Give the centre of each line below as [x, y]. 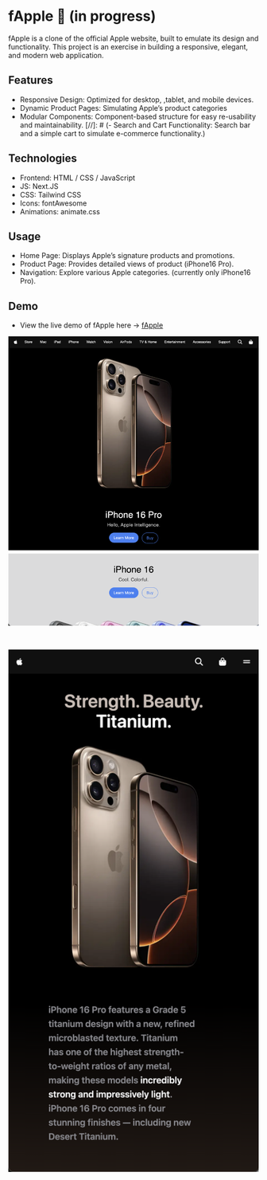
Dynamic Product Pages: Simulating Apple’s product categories [124, 108]
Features [31, 80]
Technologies [43, 159]
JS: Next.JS [39, 186]
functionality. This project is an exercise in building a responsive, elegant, [128, 46]
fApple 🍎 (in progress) [82, 16]
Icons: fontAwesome [53, 203]
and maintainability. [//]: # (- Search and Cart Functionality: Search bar [135, 125]
